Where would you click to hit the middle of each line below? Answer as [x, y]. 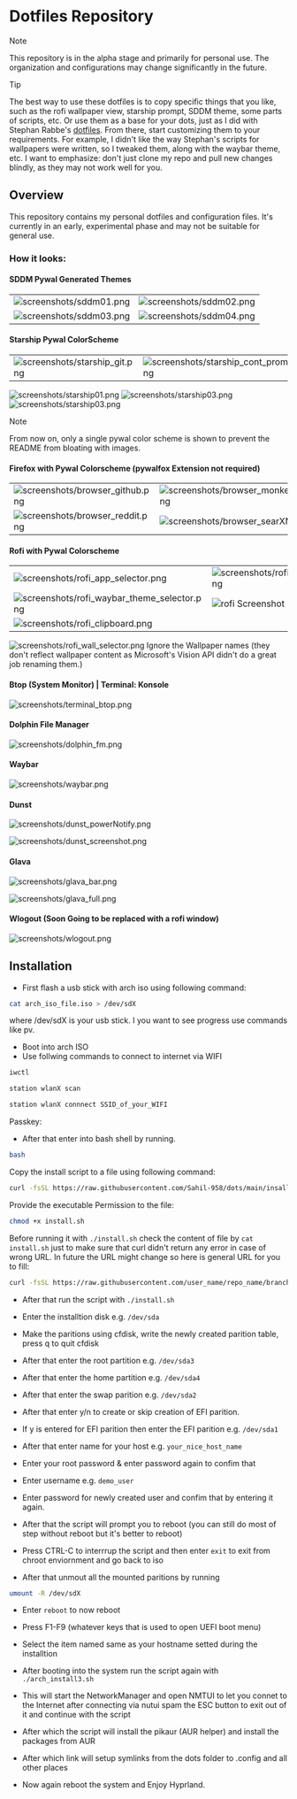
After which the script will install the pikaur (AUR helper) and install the [151, 1732]
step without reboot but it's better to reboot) [102, 1534]
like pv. [22, 1030]
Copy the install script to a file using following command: [113, 1172]
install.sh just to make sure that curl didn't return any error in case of [138, 1247]
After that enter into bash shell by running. [99, 1139]
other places [45, 1768]
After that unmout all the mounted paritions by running [121, 1577]
